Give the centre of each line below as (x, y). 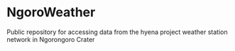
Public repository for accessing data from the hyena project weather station (117, 32)
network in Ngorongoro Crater (51, 39)
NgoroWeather (51, 12)
